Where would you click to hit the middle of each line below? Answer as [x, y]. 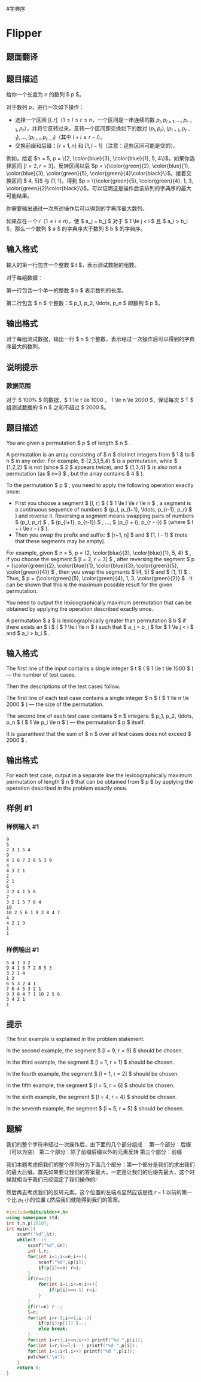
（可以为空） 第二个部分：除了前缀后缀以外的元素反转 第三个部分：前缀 [94, 1152]
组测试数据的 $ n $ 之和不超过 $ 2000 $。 [58, 407]
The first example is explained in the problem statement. [75, 1039]
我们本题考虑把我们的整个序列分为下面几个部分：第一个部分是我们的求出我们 [100, 1165]
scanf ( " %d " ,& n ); [48, 1246]
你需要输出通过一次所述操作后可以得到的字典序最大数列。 [77, 208]
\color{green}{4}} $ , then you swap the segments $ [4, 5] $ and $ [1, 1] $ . [98, 572]
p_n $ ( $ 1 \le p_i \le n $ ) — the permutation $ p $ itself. [76, 722]
